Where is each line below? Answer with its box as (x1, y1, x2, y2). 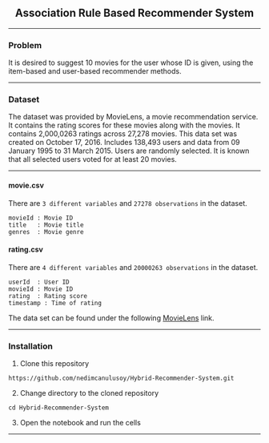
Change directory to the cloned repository (19, 389, 159, 398)
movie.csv (8, 180, 44, 190)
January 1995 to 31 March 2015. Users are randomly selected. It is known (8, 146, 250, 155)
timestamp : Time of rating (8, 299, 102, 307)
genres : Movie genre (8, 228, 84, 236)
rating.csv (8, 244, 44, 255)
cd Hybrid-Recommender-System (8, 404, 110, 412)
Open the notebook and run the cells (19, 418, 142, 428)
